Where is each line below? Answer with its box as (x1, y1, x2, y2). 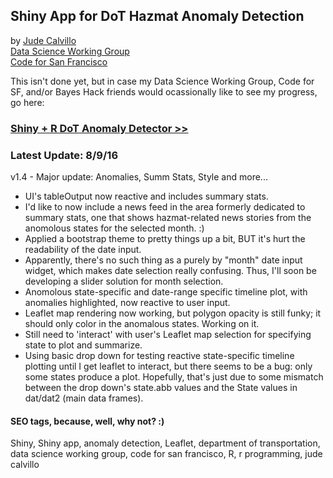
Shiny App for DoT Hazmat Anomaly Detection (10, 8, 305, 25)
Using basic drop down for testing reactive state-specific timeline (24, 350, 295, 362)
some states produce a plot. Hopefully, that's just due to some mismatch (24, 371, 324, 383)
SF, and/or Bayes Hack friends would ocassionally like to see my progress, (10, 85, 318, 98)
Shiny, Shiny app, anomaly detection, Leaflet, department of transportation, (10, 437, 321, 449)
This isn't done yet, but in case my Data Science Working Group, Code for (10, 75, 315, 87)
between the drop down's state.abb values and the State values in (24, 382, 298, 394)
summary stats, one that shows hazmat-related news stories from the (24, 212, 312, 224)
